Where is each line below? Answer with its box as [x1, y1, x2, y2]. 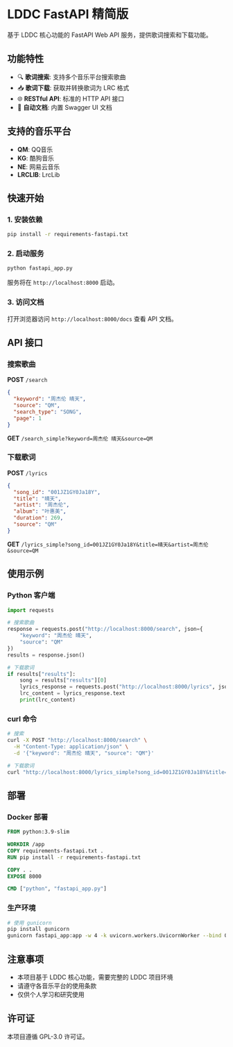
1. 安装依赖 [7, 215, 43, 224]
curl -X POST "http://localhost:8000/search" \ [7, 737, 148, 744]
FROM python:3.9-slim [7, 828, 70, 836]
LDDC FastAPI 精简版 [7, 6, 129, 22]
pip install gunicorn [7, 925, 70, 933]
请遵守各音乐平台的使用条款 [17, 981, 97, 990]
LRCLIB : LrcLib [17, 170, 60, 179]
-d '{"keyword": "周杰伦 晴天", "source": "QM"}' [13, 750, 155, 757]
